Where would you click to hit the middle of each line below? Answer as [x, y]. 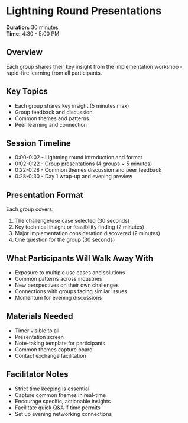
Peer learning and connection [51, 124]
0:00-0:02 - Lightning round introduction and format [79, 158]
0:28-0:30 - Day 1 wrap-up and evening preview [74, 177]
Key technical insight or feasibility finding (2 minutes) [80, 227]
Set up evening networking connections [63, 414]
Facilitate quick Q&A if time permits [57, 408]
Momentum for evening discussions [58, 298]
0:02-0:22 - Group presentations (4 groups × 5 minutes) [83, 164]
